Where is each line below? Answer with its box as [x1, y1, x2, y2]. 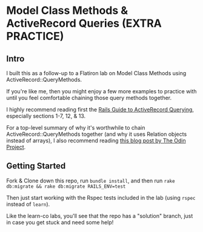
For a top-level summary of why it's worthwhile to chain [6, 124, 145, 131]
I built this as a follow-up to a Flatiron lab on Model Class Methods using [6, 70, 187, 76]
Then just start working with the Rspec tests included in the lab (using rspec [6, 194, 196, 201]
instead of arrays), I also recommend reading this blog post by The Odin [6, 137, 186, 144]
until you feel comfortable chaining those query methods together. [6, 94, 172, 101]
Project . [6, 144, 26, 150]
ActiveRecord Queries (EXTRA [6, 16, 162, 30]
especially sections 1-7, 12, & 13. [6, 113, 86, 119]
